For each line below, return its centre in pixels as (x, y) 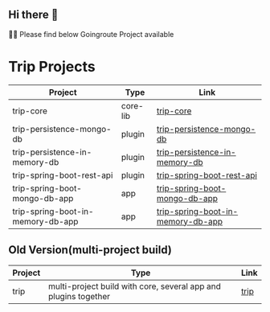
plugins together (79, 296)
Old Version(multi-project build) (90, 250)
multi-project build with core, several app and (134, 286)
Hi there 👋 (33, 15)
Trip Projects (52, 67)
